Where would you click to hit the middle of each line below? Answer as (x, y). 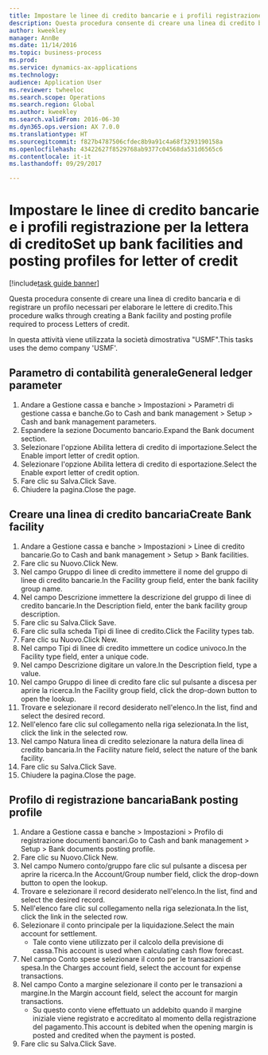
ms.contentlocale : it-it (50, 156)
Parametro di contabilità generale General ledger (131, 373)
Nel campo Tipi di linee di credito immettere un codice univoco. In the (134, 648)
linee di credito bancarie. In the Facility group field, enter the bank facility (140, 580)
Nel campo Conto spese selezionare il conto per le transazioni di (126, 959)
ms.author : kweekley (43, 112)
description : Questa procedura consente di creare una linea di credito (132, 23)
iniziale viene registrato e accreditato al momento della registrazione (144, 1018)
